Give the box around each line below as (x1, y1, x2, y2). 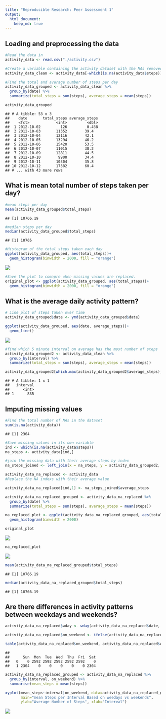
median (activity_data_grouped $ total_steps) (5, 229, 96, 234)
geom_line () (9, 328, 35, 333)
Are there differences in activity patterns (5, 603, 133, 611)
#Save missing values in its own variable (5, 440, 94, 445)
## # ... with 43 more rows (5, 168, 63, 173)
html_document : (9, 16, 41, 21)
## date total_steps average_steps (5, 116, 98, 120)
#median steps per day (5, 224, 52, 230)
